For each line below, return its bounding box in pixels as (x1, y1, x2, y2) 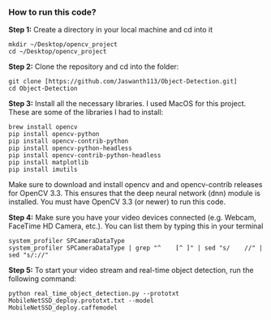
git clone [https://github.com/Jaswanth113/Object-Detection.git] (8, 78, 238, 86)
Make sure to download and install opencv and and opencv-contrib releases (8, 180, 263, 190)
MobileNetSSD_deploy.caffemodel (8, 304, 118, 312)
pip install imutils (8, 165, 79, 174)
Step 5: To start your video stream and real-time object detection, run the (8, 266, 254, 275)
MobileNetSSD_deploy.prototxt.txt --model (8, 297, 154, 305)
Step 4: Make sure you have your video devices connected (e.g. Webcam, (8, 213, 257, 223)
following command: (8, 274, 77, 284)
